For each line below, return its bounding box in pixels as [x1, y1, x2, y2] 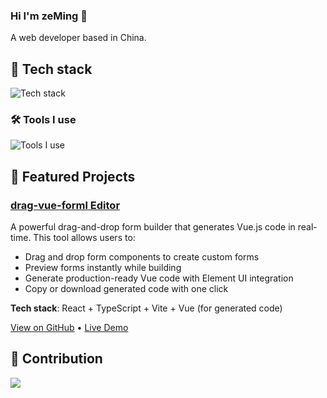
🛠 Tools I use [10, 113, 77, 127]
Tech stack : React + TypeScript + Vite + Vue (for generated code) [10, 302, 283, 314]
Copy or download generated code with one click [24, 283, 229, 295]
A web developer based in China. [10, 32, 147, 44]
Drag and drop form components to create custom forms [24, 251, 260, 263]
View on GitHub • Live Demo [10, 322, 129, 334]
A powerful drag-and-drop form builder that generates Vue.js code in [10, 221, 296, 233]
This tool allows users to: [33, 232, 136, 244]
